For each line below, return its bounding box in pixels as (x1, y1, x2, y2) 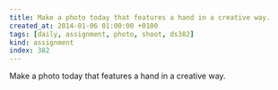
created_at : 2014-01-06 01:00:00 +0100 (9, 21, 159, 30)
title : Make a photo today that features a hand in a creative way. (9, 12, 271, 22)
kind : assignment (9, 37, 74, 47)
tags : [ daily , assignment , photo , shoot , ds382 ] (9, 29, 195, 38)
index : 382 (9, 46, 50, 55)
